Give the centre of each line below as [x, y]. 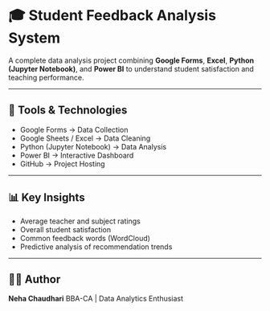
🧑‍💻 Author [35, 279]
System [35, 38]
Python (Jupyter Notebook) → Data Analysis [93, 146]
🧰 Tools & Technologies [68, 110]
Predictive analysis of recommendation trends [96, 247]
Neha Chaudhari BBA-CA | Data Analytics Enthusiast [96, 299]
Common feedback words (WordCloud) [85, 238]
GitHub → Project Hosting [63, 164]
